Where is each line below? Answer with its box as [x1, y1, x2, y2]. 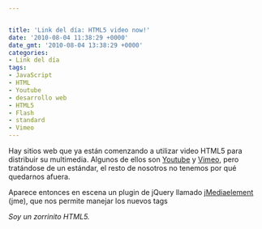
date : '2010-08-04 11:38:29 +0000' [8, 33, 129, 41]
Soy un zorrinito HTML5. [8, 212, 91, 221]
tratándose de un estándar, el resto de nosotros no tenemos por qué [8, 163, 237, 172]
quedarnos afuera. [8, 172, 71, 181]
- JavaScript [8, 71, 53, 79]
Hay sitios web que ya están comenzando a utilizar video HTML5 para [8, 146, 243, 155]
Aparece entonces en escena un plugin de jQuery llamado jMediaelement [8, 188, 254, 197]
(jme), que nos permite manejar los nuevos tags [8, 196, 168, 206]
